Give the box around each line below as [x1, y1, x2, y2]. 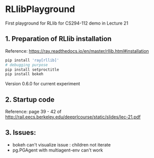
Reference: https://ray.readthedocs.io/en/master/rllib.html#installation [5, 48, 149, 54]
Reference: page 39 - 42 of [5, 109, 61, 115]
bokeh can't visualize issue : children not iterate [12, 141, 111, 147]
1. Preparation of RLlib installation [5, 35, 111, 43]
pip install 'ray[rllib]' [5, 58, 59, 63]
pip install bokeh [5, 72, 43, 77]
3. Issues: [5, 128, 36, 137]
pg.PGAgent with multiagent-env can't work [12, 147, 103, 153]
